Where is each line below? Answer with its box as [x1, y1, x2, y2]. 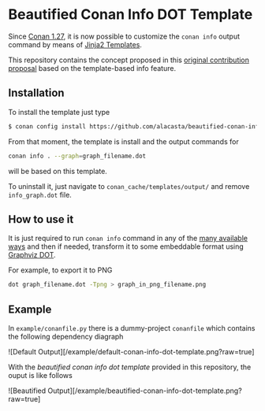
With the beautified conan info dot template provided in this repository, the [8, 362, 252, 372]
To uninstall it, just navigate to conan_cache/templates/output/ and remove [8, 181, 250, 191]
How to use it [8, 213, 74, 226]
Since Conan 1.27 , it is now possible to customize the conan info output [8, 31, 241, 41]
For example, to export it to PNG [8, 265, 113, 275]
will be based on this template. [8, 166, 108, 176]
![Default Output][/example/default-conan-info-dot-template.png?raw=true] [8, 347, 255, 356]
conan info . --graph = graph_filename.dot [8, 152, 147, 160]
